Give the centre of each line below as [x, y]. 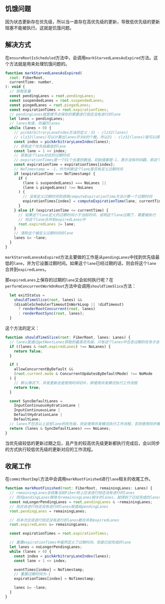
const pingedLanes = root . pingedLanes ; [50, 105]
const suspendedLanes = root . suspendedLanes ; [57, 100]
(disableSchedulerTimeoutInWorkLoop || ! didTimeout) [69, 304]
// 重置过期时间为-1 [32, 574]
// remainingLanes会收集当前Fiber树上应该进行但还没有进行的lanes [72, 493]
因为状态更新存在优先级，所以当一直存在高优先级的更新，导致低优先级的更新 [82, 22]
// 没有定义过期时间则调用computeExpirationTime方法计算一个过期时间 [87, 197]
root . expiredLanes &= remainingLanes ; [49, 525]
